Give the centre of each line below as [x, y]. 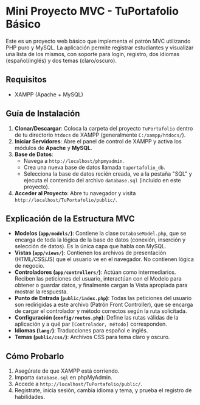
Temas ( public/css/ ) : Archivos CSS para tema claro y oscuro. [92, 337]
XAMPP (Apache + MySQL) [49, 94]
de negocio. [29, 266]
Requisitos [26, 80]
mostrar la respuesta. [41, 292]
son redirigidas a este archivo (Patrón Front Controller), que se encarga [104, 305]
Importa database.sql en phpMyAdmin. [64, 378]
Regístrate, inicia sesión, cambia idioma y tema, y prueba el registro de [103, 390]
